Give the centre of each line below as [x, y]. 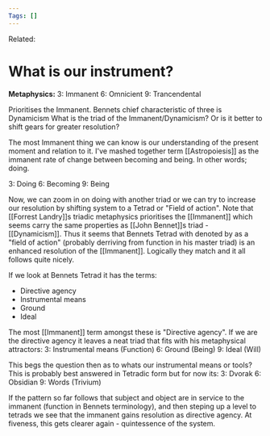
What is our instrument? [91, 71]
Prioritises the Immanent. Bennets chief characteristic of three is [115, 109]
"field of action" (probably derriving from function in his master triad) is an [132, 242]
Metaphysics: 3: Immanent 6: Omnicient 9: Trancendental [105, 94]
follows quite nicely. [42, 259]
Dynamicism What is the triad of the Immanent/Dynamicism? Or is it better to [135, 118]
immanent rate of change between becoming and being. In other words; [128, 159]
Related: [22, 39]
